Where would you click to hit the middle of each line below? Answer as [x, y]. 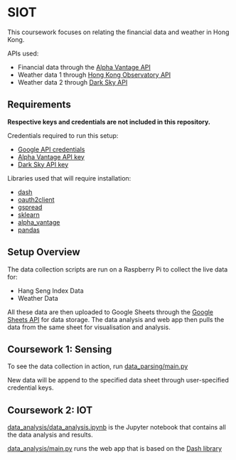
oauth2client [36, 199]
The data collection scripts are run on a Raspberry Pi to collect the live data [118, 269]
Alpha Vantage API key [51, 156]
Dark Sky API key [43, 164]
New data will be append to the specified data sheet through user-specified [118, 380]
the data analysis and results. [50, 435]
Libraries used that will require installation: [69, 178]
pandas [29, 230]
